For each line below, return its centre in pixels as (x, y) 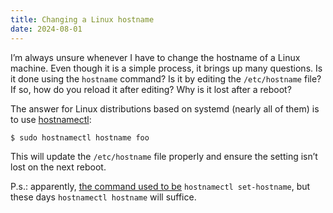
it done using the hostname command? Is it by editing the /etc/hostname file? (166, 78)
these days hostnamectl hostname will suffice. (103, 197)
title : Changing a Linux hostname (82, 19)
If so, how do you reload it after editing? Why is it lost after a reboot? (151, 89)
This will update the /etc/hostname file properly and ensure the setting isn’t (164, 156)
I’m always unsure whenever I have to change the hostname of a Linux (155, 57)
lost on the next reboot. (58, 167)
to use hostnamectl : (51, 119)
